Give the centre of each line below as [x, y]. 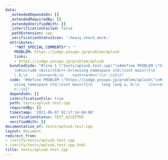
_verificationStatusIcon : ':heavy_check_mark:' [60, 38]
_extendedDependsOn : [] [34, 15]
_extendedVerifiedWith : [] [38, 24]
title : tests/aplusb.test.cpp [37, 150]
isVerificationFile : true [37, 98]
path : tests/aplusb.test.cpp [40, 103]
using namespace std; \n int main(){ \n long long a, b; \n [77, 84]
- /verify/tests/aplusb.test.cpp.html [45, 145]
